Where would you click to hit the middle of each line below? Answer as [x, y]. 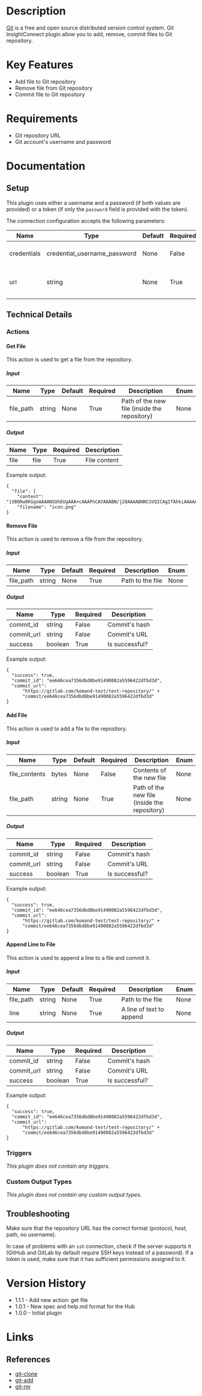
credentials [25, 253]
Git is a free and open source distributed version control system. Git [90, 28]
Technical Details [39, 315]
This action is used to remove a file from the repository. [75, 539]
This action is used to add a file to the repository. [67, 728]
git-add [24, 1380]
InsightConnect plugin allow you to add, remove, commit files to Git [89, 34]
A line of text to [142, 1009]
